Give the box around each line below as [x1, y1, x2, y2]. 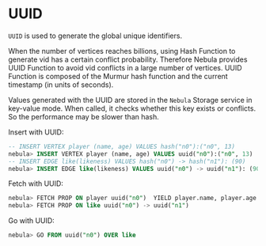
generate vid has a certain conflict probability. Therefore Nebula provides [8, 55, 248, 64]
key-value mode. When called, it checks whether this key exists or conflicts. [8, 104, 256, 113]
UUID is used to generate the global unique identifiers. [8, 31, 183, 40]
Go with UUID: [8, 216, 55, 225]
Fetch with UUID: [8, 179, 63, 188]
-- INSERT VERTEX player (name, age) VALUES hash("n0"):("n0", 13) [8, 142, 236, 150]
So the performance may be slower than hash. [8, 112, 160, 121]
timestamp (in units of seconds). [8, 80, 114, 89]
